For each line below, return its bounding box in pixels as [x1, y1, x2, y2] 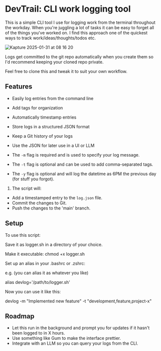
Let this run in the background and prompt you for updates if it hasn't [12, 325, 150, 331]
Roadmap [5, 312, 35, 320]
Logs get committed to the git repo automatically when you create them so [5, 53, 154, 59]
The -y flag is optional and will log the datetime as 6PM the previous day [12, 171, 157, 176]
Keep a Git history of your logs [12, 133, 73, 139]
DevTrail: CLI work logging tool [5, 3, 131, 15]
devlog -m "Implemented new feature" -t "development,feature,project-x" [5, 298, 152, 304]
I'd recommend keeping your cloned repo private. [5, 59, 104, 65]
